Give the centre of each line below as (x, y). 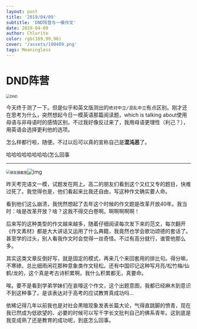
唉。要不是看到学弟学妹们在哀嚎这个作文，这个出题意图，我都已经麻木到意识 (98, 285)
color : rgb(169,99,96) (34, 39)
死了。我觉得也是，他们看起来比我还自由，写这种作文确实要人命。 (91, 191)
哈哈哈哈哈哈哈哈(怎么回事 (38, 154)
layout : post (22, 11)
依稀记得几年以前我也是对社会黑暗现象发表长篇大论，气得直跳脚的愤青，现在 (98, 305)
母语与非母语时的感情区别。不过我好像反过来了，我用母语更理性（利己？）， (97, 122)
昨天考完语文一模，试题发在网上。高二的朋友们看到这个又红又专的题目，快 (96, 184)
